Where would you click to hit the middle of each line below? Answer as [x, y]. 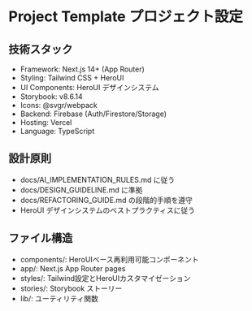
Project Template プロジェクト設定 [126, 17]
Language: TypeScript [57, 131]
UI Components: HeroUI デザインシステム [89, 87]
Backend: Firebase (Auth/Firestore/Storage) [93, 114]
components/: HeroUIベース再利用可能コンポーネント [109, 259]
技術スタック [41, 49]
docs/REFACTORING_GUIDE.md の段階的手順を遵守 [106, 200]
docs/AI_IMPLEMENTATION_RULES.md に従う [98, 179]
